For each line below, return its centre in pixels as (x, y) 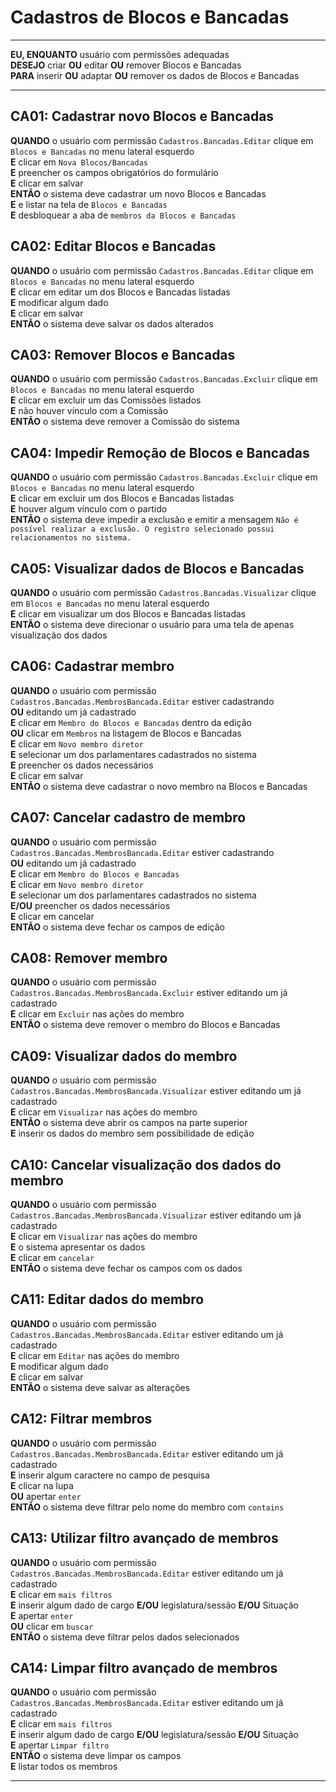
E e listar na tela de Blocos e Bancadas (89, 204)
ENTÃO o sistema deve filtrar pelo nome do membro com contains (147, 1507)
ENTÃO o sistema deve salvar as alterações (100, 1387)
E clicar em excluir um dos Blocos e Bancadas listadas (122, 498)
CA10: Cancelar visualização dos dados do (146, 1164)
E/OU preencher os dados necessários (90, 905)
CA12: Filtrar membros (81, 1419)
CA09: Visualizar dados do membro (124, 1056)
